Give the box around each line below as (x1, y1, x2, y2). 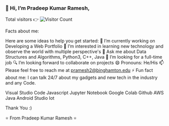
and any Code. (5, 80, 36, 86)
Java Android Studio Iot (5, 95, 54, 101)
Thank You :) (5, 105, 32, 111)
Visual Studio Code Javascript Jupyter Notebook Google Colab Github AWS (5, 90, 164, 96)
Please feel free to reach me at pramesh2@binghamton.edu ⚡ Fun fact (5, 67, 153, 73)
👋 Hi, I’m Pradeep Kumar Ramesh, (5, 5, 90, 12)
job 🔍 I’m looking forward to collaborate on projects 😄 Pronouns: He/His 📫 (5, 60, 164, 66)
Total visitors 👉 (5, 16, 39, 22)
